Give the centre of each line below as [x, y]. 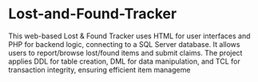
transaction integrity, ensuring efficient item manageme [99, 69]
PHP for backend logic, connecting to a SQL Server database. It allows [124, 44]
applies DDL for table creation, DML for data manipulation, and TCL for [125, 61]
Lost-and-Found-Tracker [93, 14]
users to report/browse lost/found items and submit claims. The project [125, 53]
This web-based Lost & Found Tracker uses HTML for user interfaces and [129, 36]
